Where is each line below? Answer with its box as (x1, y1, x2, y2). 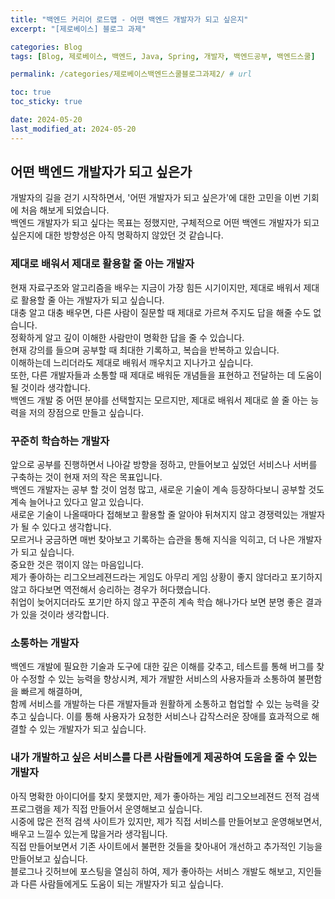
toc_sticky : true (10, 97, 83, 107)
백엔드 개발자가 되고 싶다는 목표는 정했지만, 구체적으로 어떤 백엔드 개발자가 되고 (10, 217, 320, 229)
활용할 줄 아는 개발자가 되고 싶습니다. (20, 294, 165, 306)
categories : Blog (10, 42, 83, 52)
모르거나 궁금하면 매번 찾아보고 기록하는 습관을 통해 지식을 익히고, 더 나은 (10, 534, 296, 546)
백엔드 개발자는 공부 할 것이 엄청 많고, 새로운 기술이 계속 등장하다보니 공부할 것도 (10, 484, 325, 496)
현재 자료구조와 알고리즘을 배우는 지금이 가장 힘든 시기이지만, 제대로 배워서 (10, 281, 302, 293)
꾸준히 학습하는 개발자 (10, 434, 110, 448)
